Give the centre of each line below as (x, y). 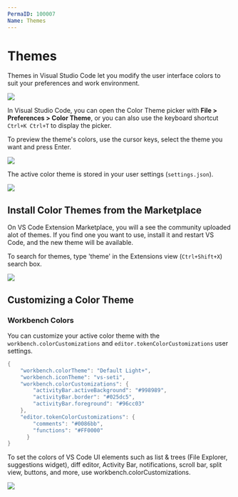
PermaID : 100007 (31, 14)
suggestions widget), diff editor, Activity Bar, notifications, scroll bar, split (115, 465)
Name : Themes (27, 21)
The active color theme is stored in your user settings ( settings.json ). (110, 174)
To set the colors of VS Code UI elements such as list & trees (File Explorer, (118, 457)
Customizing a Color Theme (71, 300)
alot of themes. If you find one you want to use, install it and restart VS (111, 235)
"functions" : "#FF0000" (68, 430)
